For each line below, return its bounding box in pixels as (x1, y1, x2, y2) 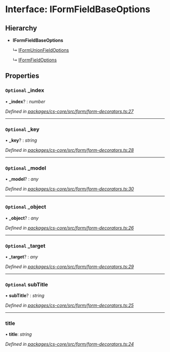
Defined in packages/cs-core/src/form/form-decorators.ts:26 (5, 225, 134, 231)
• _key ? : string (5, 137, 37, 143)
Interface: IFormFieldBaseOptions (5, 4, 151, 15)
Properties (5, 72, 39, 80)
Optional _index (5, 87, 45, 94)
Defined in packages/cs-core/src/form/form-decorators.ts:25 (5, 302, 134, 308)
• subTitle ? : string (5, 293, 45, 299)
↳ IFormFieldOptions (12, 57, 57, 63)
